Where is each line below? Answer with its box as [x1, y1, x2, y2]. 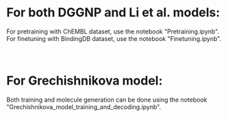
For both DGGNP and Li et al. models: [6, 5, 220, 20]
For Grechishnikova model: [6, 73, 163, 89]
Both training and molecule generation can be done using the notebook [6, 95, 207, 104]
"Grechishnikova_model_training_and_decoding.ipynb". [6, 102, 162, 110]
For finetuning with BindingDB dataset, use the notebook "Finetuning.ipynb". [6, 34, 222, 42]
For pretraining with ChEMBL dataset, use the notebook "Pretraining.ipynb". [6, 27, 220, 35]
